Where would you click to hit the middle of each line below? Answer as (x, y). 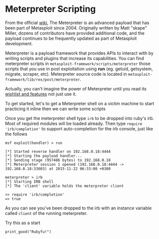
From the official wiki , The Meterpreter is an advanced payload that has (77, 23)
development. (19, 43)
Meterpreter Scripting (51, 9)
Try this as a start (23, 223)
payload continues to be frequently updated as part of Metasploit (71, 38)
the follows (16, 134)
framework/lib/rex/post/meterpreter (42, 80)
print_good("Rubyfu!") (28, 232)
